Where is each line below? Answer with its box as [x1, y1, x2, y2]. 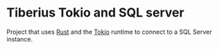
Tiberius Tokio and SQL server [6, 5, 184, 21]
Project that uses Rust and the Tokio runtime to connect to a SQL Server [6, 28, 212, 36]
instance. [6, 35, 33, 43]
